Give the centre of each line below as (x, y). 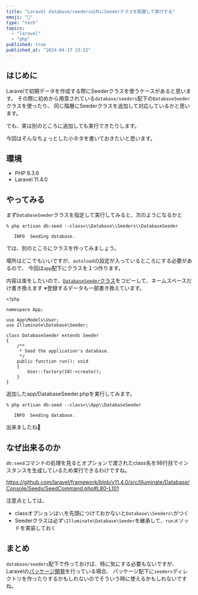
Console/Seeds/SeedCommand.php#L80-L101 (63, 488)
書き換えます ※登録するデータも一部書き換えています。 (78, 288)
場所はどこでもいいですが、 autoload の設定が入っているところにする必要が (97, 261)
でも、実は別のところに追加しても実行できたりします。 (73, 125)
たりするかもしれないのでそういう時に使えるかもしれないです (112, 578)
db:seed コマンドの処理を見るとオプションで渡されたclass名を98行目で (92, 463)
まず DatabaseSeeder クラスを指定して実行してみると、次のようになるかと (94, 215)
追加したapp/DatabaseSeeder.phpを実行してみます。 (71, 394)
